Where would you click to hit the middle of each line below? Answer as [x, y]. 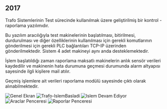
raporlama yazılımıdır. [27, 25]
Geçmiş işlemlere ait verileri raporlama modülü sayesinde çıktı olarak [76, 81]
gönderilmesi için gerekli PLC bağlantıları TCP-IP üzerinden [66, 46]
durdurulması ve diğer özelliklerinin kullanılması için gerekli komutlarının [79, 40]
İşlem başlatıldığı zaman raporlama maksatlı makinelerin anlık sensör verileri [83, 60]
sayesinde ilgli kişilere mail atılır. [38, 71]
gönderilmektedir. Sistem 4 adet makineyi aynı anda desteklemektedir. [77, 51]
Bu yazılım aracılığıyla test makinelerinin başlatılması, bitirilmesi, [71, 35]
